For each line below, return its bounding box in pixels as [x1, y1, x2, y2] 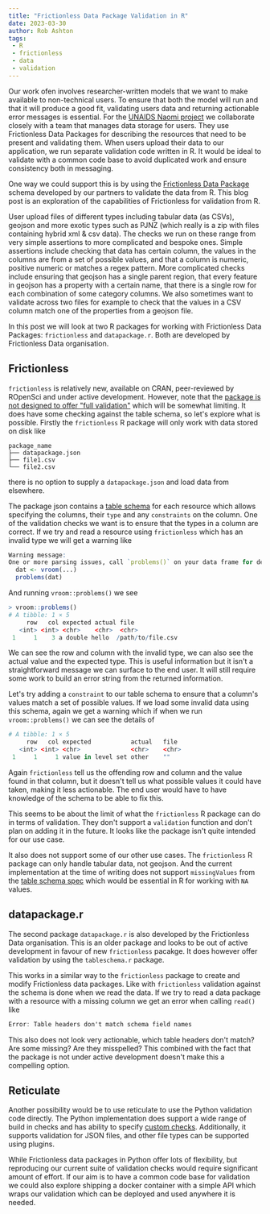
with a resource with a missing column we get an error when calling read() [8, 996, 256, 1005]
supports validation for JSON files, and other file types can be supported [8, 1131, 249, 1141]
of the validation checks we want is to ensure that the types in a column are [8, 518, 259, 528]
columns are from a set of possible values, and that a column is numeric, [8, 255, 249, 264]
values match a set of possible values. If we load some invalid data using [8, 698, 249, 707]
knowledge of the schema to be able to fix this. [8, 793, 164, 802]
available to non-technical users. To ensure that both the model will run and [8, 94, 259, 105]
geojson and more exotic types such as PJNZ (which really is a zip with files [8, 220, 260, 230]
